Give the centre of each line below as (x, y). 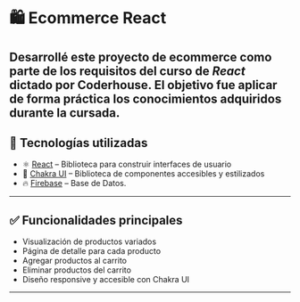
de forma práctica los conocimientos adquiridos (146, 98)
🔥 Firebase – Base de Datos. (74, 184)
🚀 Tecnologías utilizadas (79, 143)
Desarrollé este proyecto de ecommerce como (141, 57)
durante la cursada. (65, 113)
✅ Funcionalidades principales (96, 220)
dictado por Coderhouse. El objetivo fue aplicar (143, 85)
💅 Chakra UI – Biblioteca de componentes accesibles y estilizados (143, 174)
